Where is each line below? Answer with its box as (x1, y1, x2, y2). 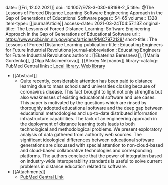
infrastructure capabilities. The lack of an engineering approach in (20, 116, 157, 121)
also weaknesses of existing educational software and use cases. (20, 94, 156, 100)
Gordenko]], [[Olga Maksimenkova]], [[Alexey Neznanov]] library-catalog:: (5, 58, 159, 63)
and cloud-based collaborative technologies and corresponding (20, 148, 152, 153)
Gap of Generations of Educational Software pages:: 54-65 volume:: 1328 (5, 15, 157, 21)
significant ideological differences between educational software (20, 137, 154, 143)
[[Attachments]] (12, 169, 46, 175)
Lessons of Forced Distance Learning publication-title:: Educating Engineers (5, 42, 163, 47)
